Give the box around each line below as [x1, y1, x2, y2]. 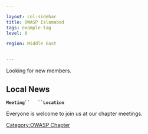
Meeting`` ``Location [6, 99, 65, 106]
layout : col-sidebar [6, 14, 57, 19]
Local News [6, 84, 50, 94]
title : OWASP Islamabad [6, 19, 65, 25]
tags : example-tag [6, 25, 51, 31]
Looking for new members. [6, 67, 72, 74]
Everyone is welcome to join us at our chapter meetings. [6, 110, 143, 117]
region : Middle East [6, 41, 57, 47]
